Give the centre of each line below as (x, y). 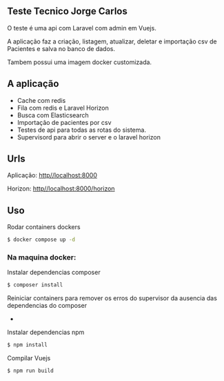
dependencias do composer (47, 306)
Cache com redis (41, 100)
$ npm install (28, 345)
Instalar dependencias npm (46, 332)
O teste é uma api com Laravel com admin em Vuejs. (82, 28)
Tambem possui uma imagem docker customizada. (80, 62)
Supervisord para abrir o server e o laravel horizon (89, 137)
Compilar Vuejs (29, 358)
